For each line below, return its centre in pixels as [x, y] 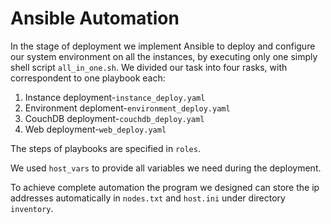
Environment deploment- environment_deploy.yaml [127, 108]
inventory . [32, 208]
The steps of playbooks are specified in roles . [105, 148]
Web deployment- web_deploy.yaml [95, 129]
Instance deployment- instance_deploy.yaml [115, 97]
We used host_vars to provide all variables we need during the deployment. [166, 168]
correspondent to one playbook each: [88, 78]
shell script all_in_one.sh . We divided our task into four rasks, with [149, 67]
